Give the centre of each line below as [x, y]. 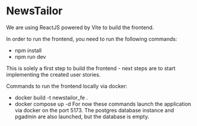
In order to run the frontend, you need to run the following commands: [92, 39]
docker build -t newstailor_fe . [51, 97]
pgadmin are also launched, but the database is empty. [82, 116]
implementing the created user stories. [53, 74]
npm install [28, 50]
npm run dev [30, 56]
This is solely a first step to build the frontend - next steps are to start [91, 68]
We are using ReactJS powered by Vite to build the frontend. [80, 27]
